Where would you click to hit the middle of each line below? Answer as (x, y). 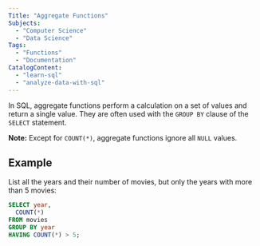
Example (30, 163)
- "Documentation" (46, 61)
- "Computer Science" (51, 30)
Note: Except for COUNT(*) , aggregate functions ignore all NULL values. (123, 137)
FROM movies (28, 220)
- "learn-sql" (39, 75)
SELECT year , (30, 205)
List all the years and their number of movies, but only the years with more (130, 182)
